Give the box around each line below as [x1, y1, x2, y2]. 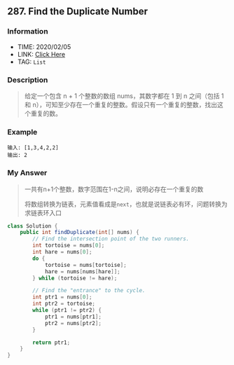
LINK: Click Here [17, 50, 65, 58]
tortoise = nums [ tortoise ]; [44, 261, 128, 268]
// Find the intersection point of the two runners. [32, 235, 190, 242]
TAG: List [17, 57, 46, 66]
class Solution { [7, 222, 58, 230]
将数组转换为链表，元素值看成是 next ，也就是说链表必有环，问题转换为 [24, 200, 228, 208]
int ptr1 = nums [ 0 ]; [32, 294, 92, 301]
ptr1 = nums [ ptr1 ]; [44, 313, 102, 320]
